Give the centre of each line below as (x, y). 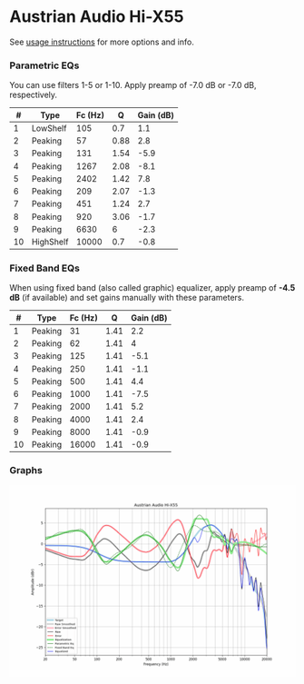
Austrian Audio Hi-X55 (97, 17)
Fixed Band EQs (44, 268)
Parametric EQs (44, 65)
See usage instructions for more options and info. (102, 42)
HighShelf (50, 242)
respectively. (33, 95)
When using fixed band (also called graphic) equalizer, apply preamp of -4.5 (152, 288)
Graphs (26, 471)
